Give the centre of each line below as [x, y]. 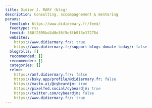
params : [13, 19]
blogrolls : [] [24, 51]
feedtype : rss [24, 28]
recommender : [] [26, 61]
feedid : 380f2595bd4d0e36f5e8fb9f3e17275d [54, 33]
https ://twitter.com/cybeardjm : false [54, 93]
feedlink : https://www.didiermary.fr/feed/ [55, 24]
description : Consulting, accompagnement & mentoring [62, 14]
